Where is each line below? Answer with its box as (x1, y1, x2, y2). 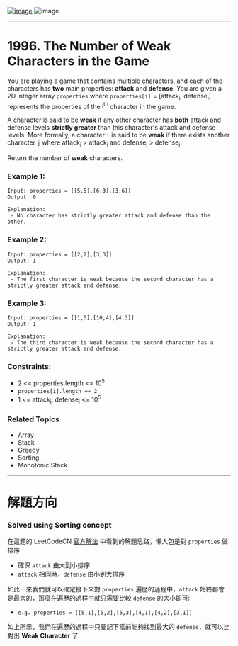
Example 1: (7, 171, 45, 181)
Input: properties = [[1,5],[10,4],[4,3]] (7, 314, 135, 322)
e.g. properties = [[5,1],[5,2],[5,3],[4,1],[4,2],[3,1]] (17, 609, 193, 616)
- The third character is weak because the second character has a (10, 339, 214, 346)
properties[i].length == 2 (17, 388, 98, 395)
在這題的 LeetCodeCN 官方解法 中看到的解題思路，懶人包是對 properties (7, 537, 221, 545)
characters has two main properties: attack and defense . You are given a (7, 84, 222, 92)
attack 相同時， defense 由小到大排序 (17, 570, 125, 579)
